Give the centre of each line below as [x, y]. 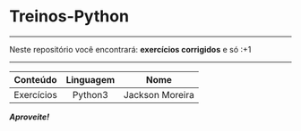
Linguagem [90, 79]
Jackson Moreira [159, 94]
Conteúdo [35, 79]
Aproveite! [30, 117]
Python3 [90, 94]
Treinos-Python [69, 16]
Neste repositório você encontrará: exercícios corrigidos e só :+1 [130, 49]
